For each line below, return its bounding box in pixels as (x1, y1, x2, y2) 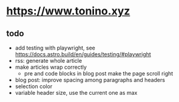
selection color (15, 83, 53, 90)
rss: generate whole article (15, 57, 83, 64)
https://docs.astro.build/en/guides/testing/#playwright (15, 51, 152, 58)
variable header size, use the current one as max (15, 89, 138, 96)
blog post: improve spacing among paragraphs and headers (15, 77, 166, 83)
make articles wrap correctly (15, 63, 87, 71)
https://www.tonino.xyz (6, 4, 130, 18)
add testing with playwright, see (15, 44, 96, 51)
